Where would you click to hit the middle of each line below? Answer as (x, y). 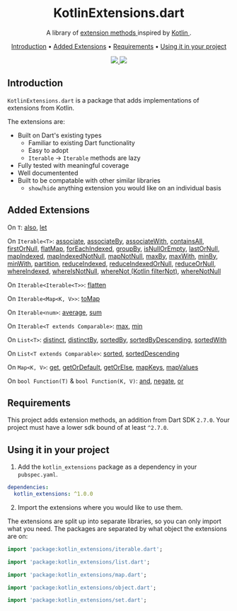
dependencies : (28, 487)
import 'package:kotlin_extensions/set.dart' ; (77, 600)
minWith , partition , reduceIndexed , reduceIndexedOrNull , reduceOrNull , (112, 263)
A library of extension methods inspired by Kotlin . (119, 33)
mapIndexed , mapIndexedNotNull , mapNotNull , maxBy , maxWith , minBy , (112, 256)
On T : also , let (27, 227)
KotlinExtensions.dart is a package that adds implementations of (103, 100)
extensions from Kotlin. (41, 108)
